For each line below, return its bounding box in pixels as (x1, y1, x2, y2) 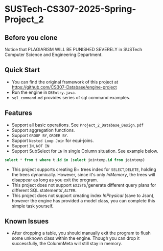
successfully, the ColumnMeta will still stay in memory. (11, 241, 122, 247)
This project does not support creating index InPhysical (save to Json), (11, 193, 155, 198)
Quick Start (4, 66, 40, 74)
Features (4, 109, 32, 117)
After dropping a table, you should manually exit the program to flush (11, 230, 151, 236)
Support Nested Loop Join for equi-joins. (11, 138, 94, 143)
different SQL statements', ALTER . (11, 187, 77, 193)
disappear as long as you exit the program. (11, 177, 98, 183)
